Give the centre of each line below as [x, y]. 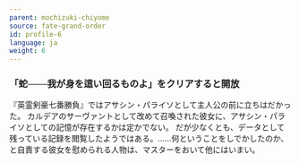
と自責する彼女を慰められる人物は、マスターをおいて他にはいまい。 [135, 150]
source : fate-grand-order [57, 26]
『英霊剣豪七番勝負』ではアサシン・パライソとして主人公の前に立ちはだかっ [150, 105]
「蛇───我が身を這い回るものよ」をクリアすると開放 [124, 84]
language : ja [34, 43]
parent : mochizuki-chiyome [60, 17]
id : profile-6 [36, 34]
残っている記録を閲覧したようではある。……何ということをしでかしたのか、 [149, 139]
